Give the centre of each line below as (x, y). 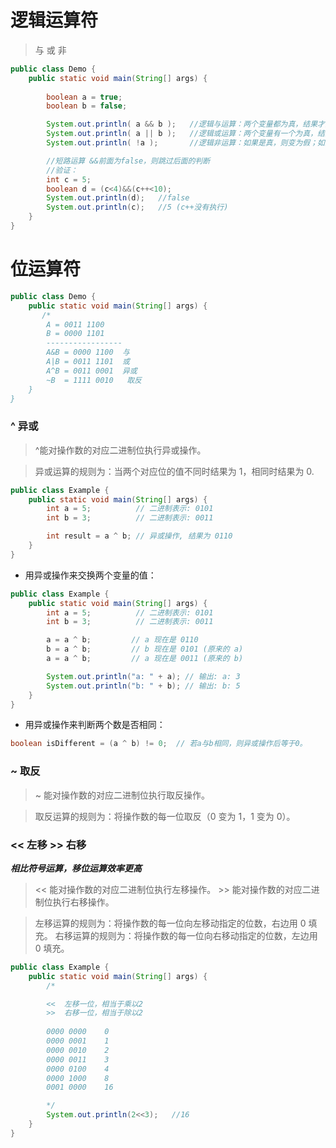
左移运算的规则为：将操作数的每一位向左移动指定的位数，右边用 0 (170, 923)
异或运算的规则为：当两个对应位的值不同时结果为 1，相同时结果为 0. (174, 471)
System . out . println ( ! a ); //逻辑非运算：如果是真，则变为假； (182, 143)
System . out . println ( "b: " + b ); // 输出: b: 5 (143, 686)
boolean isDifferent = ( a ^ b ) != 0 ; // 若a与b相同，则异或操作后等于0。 (159, 744)
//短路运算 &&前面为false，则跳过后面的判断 (128, 161)
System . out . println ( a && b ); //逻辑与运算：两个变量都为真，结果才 (185, 124)
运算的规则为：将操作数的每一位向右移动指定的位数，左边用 (195, 935)
